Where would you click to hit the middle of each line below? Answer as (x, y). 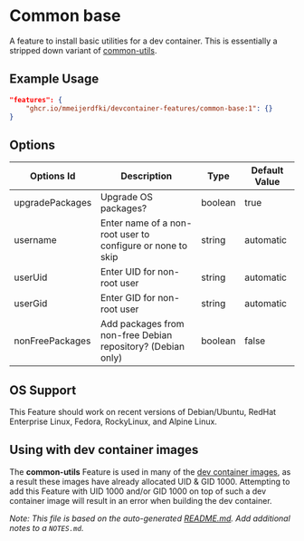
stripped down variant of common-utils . (83, 50)
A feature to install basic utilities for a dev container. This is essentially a (143, 41)
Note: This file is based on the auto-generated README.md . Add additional (150, 518)
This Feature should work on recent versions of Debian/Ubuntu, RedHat (143, 412)
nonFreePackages (52, 341)
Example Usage (54, 79)
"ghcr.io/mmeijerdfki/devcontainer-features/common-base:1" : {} (149, 108)
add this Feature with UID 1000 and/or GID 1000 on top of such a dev (138, 491)
